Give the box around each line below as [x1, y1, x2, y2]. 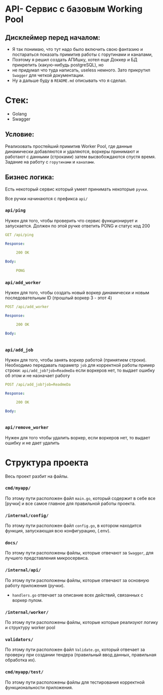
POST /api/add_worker [5, 305, 49, 310]
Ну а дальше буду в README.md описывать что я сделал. [12, 77, 127, 83]
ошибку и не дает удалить [5, 440, 60, 446]
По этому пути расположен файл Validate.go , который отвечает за [5, 647, 145, 652]
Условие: [5, 130, 34, 139]
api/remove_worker [5, 425, 49, 431]
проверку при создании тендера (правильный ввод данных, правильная [5, 652, 157, 658]
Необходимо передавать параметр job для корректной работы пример [5, 362, 155, 368]
